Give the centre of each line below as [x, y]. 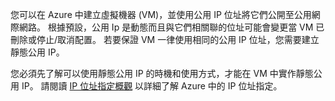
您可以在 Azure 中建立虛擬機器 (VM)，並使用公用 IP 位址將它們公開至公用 [161, 14]
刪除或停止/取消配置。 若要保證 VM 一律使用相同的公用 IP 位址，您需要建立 [165, 39]
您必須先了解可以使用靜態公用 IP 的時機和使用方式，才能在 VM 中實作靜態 [162, 73]
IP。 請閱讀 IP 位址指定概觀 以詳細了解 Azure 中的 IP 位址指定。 [152, 86]
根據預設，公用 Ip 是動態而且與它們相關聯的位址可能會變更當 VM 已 [186, 27]
